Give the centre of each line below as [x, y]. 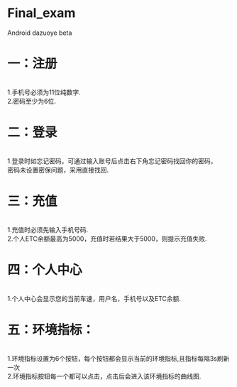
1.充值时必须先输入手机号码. [48, 229]
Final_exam [42, 13]
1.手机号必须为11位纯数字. [44, 92]
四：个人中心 [45, 269]
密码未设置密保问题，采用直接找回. [58, 170]
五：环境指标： [51, 330]
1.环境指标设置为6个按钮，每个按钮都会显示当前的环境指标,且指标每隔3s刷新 [118, 358]
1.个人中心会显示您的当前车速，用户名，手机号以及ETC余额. [94, 298]
